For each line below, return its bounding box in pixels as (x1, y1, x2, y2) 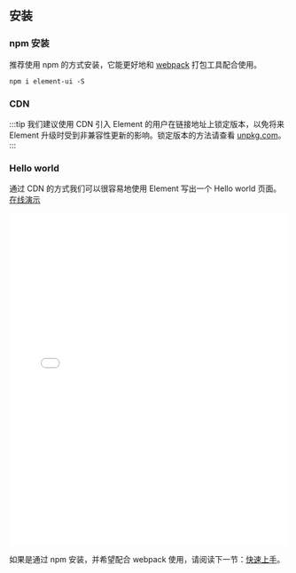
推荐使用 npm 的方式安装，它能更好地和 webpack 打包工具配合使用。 (9, 59, 262, 69)
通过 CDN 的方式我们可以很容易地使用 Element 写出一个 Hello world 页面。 (9, 183, 282, 194)
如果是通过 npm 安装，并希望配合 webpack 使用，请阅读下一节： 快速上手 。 (9, 554, 285, 565)
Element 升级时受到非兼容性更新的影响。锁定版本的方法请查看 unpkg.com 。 (9, 130, 286, 140)
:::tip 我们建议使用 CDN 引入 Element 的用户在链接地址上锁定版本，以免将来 (9, 118, 285, 129)
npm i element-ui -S (9, 76, 86, 86)
